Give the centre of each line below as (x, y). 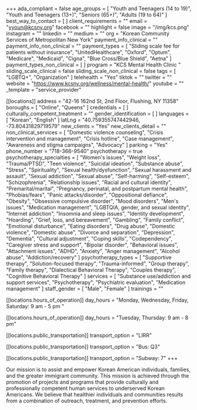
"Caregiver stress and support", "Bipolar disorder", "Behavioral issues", (92, 245)
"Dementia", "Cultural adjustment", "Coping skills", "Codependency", (89, 239)
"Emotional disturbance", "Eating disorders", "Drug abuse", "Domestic (91, 226)
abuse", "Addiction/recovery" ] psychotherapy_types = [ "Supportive (89, 257)
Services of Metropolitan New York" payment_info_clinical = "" (82, 40)
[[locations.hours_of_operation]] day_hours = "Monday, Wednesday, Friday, (98, 300)
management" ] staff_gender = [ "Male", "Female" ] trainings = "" (85, 289)
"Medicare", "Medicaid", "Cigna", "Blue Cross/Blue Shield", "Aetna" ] (89, 59)
